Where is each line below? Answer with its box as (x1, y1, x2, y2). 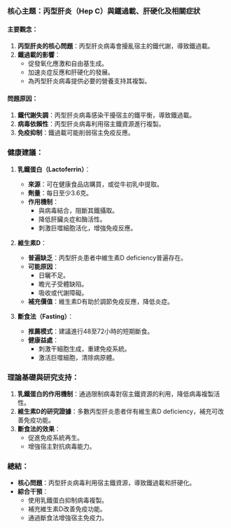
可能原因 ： (27, 262, 59, 270)
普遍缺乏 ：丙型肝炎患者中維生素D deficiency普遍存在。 (27, 253, 188, 262)
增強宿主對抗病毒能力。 (27, 442, 96, 450)
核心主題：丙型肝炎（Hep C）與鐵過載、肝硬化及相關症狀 (7, 6, 201, 15)
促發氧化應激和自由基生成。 (27, 60, 108, 68)
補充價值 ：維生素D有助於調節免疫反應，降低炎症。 (27, 297, 174, 305)
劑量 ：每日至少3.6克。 (27, 188, 93, 197)
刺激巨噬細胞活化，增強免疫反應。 (38, 223, 137, 232)
